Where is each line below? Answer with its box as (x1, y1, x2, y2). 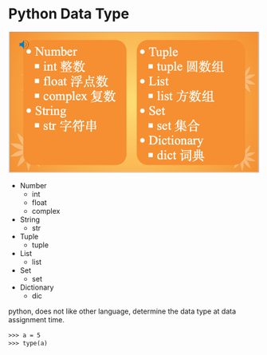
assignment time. (8, 314, 65, 324)
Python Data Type (8, 5, 130, 23)
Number (19, 180, 47, 190)
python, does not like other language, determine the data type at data (8, 306, 237, 316)
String (19, 215, 41, 224)
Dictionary (19, 282, 54, 292)
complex (31, 206, 61, 215)
